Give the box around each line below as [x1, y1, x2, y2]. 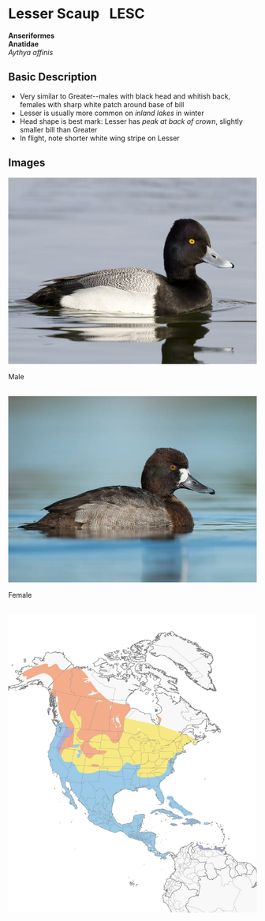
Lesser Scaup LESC [8, 5, 145, 23]
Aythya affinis [8, 47, 54, 57]
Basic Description [8, 70, 97, 84]
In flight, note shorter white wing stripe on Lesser [19, 133, 180, 143]
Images [8, 156, 46, 170]
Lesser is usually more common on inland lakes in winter [19, 108, 204, 117]
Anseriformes [8, 31, 55, 40]
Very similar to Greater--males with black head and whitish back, [19, 91, 231, 101]
